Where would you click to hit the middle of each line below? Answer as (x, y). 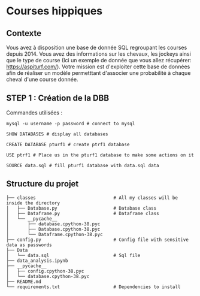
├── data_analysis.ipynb (37, 261)
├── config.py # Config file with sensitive (97, 240)
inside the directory (33, 203)
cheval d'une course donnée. (42, 79)
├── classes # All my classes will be (92, 198)
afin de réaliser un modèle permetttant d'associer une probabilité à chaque (99, 73)
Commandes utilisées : (34, 113)
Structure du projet (43, 184)
